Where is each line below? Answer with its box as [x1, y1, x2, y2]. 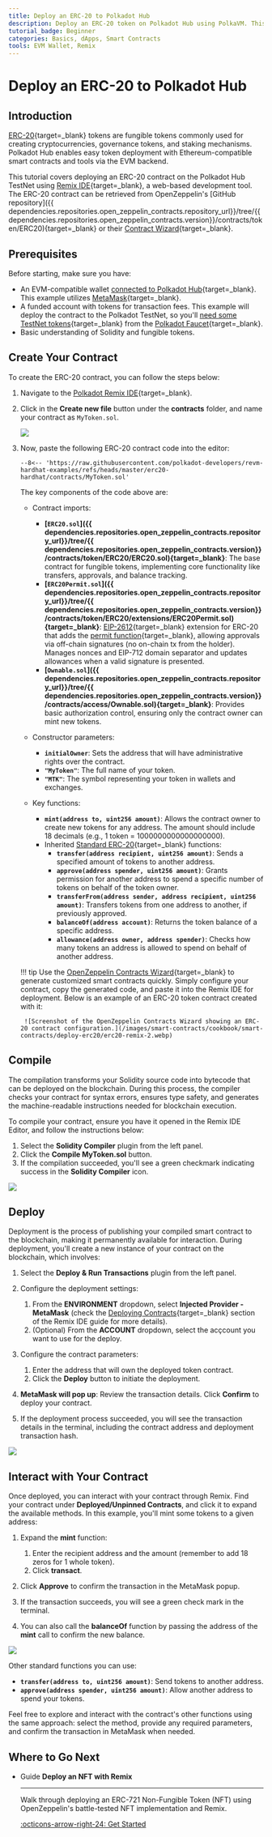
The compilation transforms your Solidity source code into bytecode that [8, 1075, 251, 1085]
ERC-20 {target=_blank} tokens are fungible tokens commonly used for [8, 130, 244, 140]
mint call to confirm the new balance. [19, 1630, 146, 1640]
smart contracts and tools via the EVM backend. [8, 156, 168, 166]
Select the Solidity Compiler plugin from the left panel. [19, 1140, 204, 1150]
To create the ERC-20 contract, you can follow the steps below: [8, 372, 220, 381]
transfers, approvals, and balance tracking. [44, 570, 188, 580]
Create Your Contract [8, 351, 118, 364]
